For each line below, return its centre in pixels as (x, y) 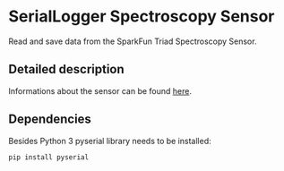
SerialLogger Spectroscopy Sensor (142, 17)
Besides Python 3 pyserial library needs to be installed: (110, 141)
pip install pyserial (49, 157)
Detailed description (66, 69)
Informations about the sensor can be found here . (100, 90)
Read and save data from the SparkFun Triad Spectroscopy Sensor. (133, 41)
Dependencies (50, 120)
